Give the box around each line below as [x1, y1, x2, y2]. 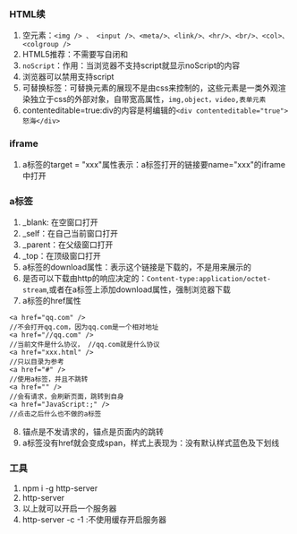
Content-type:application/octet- [146, 274, 271, 283]
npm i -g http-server [21, 483, 98, 494]
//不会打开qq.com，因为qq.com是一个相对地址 [9, 323, 159, 332]
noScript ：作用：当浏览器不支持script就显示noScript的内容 [21, 60, 241, 71]
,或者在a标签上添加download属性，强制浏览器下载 [46, 284, 231, 295]
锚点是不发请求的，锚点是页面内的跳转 [21, 426, 164, 436]
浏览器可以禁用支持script [21, 72, 115, 82]
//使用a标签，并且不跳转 [9, 375, 89, 383]
